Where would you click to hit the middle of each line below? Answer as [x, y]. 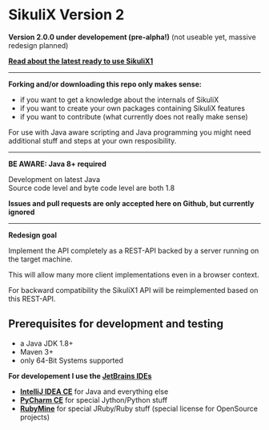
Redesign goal [33, 235]
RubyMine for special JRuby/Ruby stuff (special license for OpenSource [139, 408]
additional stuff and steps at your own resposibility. [92, 140]
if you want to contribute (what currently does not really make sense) [134, 116]
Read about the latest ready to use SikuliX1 [81, 61]
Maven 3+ [36, 351]
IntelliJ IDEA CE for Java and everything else [94, 391]
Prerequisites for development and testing [116, 324]
